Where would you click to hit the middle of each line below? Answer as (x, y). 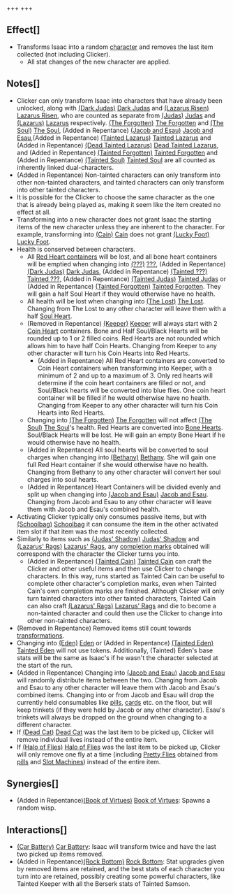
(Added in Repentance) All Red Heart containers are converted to (131, 360)
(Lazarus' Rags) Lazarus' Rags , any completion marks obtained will (113, 546)
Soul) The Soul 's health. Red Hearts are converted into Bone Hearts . (125, 427)
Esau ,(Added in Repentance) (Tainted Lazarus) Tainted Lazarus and (114, 138)
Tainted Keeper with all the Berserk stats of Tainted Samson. (104, 884)
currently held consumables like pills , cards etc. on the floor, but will (114, 702)
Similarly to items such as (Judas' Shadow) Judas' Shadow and (108, 538)
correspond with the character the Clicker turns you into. (98, 554)
